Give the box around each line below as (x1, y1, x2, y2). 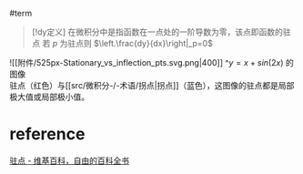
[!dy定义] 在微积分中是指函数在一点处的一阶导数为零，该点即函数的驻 (31, 26, 291, 37)
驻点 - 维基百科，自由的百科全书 (9, 155, 130, 166)
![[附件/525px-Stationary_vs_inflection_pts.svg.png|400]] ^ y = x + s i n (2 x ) (9, 57, 284, 67)
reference (9, 124, 86, 145)
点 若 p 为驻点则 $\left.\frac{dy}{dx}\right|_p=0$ (31, 38, 214, 48)
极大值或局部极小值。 (9, 91, 89, 102)
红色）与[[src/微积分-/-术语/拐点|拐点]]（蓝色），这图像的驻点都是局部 (33, 80, 295, 90)
